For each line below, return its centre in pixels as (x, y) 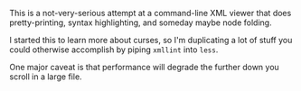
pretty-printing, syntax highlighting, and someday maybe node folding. (141, 23)
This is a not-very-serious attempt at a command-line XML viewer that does (150, 13)
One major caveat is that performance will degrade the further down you (145, 67)
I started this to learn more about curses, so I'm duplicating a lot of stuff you (151, 40)
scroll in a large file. (46, 77)
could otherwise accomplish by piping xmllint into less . (114, 50)
